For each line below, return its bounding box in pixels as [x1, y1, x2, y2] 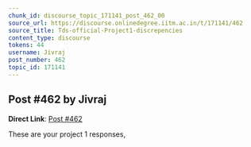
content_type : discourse [8, 33, 91, 42]
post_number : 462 [8, 56, 66, 64]
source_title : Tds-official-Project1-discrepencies [8, 26, 183, 34]
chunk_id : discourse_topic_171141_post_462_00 [8, 11, 165, 20]
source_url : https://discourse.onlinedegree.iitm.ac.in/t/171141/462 [8, 19, 244, 27]
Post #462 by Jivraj [8, 93, 107, 106]
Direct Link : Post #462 [8, 114, 83, 123]
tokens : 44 [8, 41, 44, 49]
